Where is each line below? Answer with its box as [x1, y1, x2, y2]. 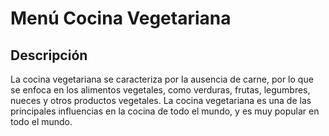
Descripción [10, 47, 88, 64]
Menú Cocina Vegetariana [10, 7, 232, 30]
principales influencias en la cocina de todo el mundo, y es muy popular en [10, 105, 320, 117]
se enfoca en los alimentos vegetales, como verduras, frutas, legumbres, [10, 84, 311, 96]
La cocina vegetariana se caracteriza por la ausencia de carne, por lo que [10, 73, 314, 85]
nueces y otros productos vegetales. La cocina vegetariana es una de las [10, 95, 312, 106]
